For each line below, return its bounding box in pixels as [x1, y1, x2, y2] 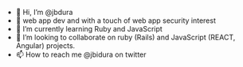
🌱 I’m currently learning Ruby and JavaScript [15, 24, 163, 33]
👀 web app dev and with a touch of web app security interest [15, 16, 217, 25]
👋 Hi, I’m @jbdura [15, 8, 73, 17]
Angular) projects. [15, 41, 76, 50]
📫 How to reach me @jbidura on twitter [15, 50, 147, 59]
